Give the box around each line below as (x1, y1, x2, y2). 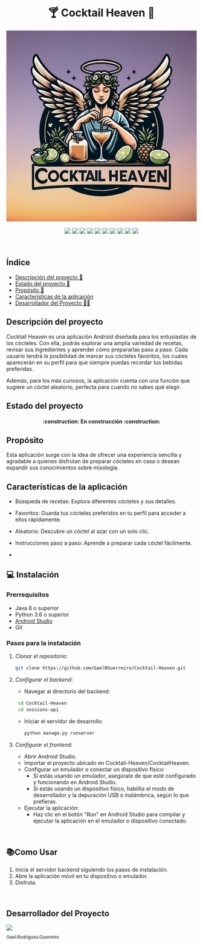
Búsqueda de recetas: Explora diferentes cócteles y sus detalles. (14, 498, 176, 505)
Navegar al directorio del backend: (24, 688, 111, 695)
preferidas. (6, 365, 34, 372)
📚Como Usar (6, 847, 58, 858)
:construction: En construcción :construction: (42, 417, 161, 425)
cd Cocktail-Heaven (18, 700, 67, 707)
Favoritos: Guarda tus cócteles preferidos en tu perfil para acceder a (14, 509, 186, 517)
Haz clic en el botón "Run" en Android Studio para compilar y (33, 810, 185, 818)
